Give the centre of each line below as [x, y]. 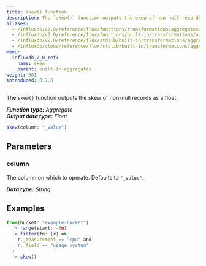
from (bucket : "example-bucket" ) [48, 222]
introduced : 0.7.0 [30, 80]
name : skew [31, 63]
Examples [25, 209]
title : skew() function [37, 12]
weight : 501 [21, 75]
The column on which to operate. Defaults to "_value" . [75, 177]
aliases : [17, 23]
